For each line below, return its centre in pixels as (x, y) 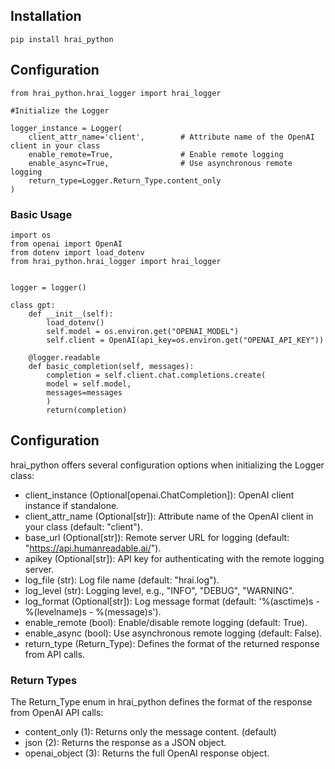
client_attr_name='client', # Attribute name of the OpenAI (171, 137)
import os (31, 235)
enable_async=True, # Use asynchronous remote (160, 163)
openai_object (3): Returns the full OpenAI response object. (147, 753)
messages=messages (84, 392)
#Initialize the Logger (60, 110)
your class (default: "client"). (83, 526)
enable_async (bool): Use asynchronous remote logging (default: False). (173, 633)
